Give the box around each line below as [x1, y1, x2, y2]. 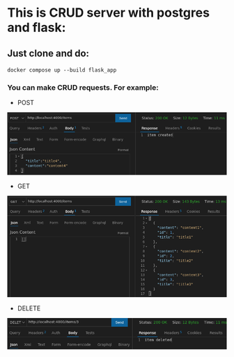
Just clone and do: [7, 47, 89, 59]
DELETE [17, 304, 41, 312]
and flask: [7, 19, 66, 35]
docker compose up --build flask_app [7, 67, 117, 74]
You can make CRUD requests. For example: [7, 82, 159, 92]
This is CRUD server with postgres [7, 5, 210, 21]
